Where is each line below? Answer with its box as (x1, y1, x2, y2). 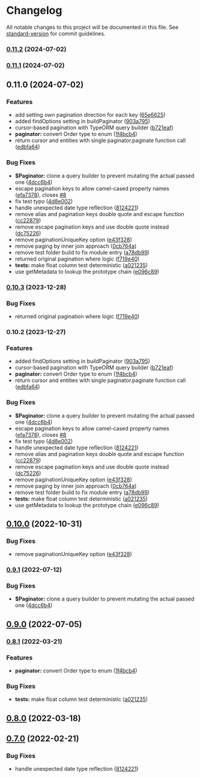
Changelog (6, 4, 62, 17)
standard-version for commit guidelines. (6, 29, 106, 37)
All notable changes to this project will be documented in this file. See (6, 23, 179, 31)
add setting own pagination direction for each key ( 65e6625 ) (14, 111, 166, 119)
